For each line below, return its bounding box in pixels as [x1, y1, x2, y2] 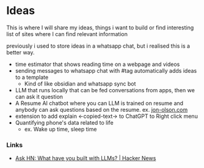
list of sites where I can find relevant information [6, 30, 128, 37]
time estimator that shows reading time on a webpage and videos [15, 60, 180, 68]
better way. [6, 48, 35, 56]
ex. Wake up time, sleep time [24, 125, 97, 133]
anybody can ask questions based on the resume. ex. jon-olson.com [15, 106, 188, 113]
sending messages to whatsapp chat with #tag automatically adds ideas [15, 67, 197, 74]
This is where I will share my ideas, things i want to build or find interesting [6, 24, 194, 31]
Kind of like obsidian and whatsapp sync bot [24, 80, 136, 87]
